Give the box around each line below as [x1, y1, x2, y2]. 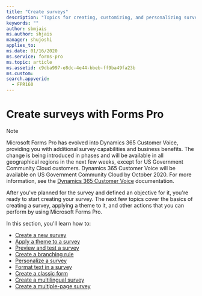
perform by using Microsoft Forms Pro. [6, 208, 103, 215]
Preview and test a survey [14, 244, 79, 251]
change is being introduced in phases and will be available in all [6, 152, 164, 159]
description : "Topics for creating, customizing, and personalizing [6, 14, 182, 20]
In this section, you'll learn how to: [6, 220, 91, 227]
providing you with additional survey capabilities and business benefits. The [6, 145, 194, 152]
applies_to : [6, 43, 36, 49]
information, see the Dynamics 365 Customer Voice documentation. [6, 177, 174, 184]
